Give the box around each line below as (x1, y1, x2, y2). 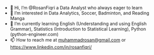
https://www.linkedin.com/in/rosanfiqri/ (10, 44, 92, 50)
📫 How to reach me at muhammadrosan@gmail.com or (10, 37, 126, 42)
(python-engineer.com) (10, 31, 59, 37)
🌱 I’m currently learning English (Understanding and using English (10, 20, 147, 26)
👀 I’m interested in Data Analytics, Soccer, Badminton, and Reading (10, 10, 149, 16)
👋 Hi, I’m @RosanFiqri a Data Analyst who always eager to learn (10, 5, 143, 10)
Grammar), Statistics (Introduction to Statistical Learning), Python (10, 26, 146, 32)
